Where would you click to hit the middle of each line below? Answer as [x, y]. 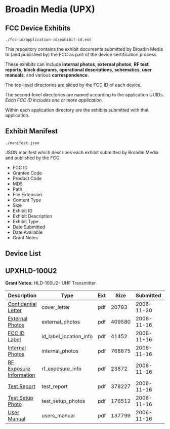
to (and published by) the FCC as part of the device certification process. [81, 55]
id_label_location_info [67, 337]
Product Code [27, 178]
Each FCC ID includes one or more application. [54, 100]
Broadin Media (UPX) [50, 9]
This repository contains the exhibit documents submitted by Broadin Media [84, 49]
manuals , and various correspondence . [47, 75]
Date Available [28, 232]
